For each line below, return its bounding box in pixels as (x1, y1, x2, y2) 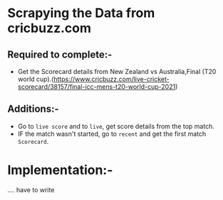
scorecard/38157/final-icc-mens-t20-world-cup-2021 (17, 83, 176, 90)
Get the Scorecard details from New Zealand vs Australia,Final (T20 (17, 68, 217, 75)
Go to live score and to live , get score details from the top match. (17, 122, 215, 130)
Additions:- (7, 103, 59, 115)
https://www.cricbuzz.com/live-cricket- (53, 75, 170, 83)
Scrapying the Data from (7, 5, 155, 21)
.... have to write (7, 185, 55, 194)
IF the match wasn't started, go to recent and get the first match (17, 130, 207, 138)
